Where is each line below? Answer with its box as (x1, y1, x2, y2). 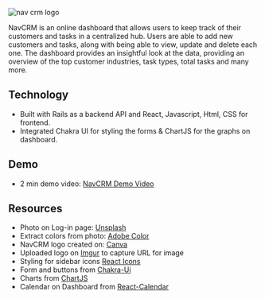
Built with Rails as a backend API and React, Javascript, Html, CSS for (19, 109, 248, 118)
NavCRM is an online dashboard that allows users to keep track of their (8, 23, 241, 32)
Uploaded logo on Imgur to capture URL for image (19, 248, 185, 258)
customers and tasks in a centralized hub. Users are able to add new (8, 32, 233, 41)
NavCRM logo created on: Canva (19, 239, 128, 250)
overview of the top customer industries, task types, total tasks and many (8, 56, 249, 66)
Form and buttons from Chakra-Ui (19, 265, 131, 274)
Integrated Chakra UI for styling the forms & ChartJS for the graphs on (19, 126, 251, 135)
